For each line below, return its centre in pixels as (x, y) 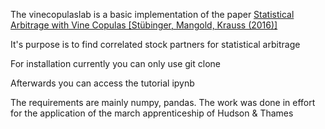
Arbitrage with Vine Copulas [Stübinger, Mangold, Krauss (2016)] (144, 25)
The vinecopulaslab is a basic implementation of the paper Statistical (152, 14)
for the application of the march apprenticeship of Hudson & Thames (152, 113)
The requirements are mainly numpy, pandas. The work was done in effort (163, 102)
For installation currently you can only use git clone (115, 63)
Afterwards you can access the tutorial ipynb (102, 83)
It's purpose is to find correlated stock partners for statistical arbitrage (155, 44)
